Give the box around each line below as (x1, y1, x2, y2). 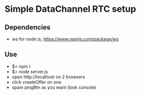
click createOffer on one (11, 79, 61, 85)
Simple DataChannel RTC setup (4, 3, 137, 15)
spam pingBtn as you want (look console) (11, 84, 97, 90)
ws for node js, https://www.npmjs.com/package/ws (11, 36, 119, 42)
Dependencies (4, 23, 50, 32)
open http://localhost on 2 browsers (11, 74, 85, 80)
